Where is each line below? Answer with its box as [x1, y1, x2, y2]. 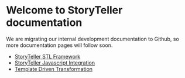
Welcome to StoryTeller [6, 4, 123, 17]
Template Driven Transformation [14, 65, 92, 72]
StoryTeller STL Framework [14, 53, 81, 60]
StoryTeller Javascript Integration [14, 59, 95, 66]
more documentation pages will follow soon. [6, 42, 113, 49]
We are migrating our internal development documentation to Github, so [6, 35, 180, 42]
